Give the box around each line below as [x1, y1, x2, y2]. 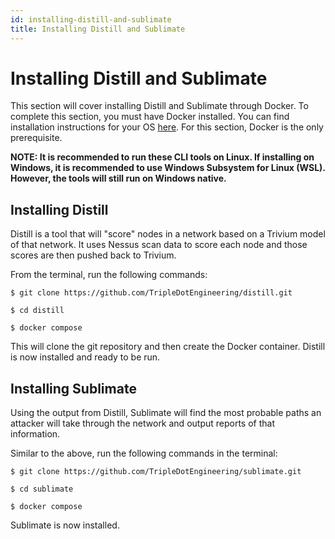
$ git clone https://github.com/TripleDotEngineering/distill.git [10, 288, 293, 298]
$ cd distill [10, 306, 65, 316]
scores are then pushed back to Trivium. [10, 249, 177, 261]
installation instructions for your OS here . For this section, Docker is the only [10, 121, 324, 133]
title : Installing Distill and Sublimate [10, 24, 186, 34]
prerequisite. [10, 132, 63, 144]
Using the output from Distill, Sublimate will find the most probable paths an [10, 407, 322, 419]
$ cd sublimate [10, 484, 74, 495]
